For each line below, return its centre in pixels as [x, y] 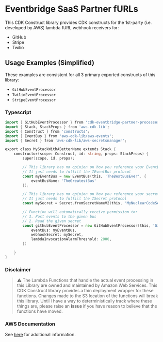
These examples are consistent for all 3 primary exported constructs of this [80, 75]
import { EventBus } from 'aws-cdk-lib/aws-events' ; [59, 136]
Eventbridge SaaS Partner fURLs [72, 9]
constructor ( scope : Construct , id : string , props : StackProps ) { [81, 154]
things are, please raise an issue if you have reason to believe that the [87, 306]
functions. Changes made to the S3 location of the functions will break [87, 296]
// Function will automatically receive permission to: [80, 212]
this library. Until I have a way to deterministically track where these [84, 301]
